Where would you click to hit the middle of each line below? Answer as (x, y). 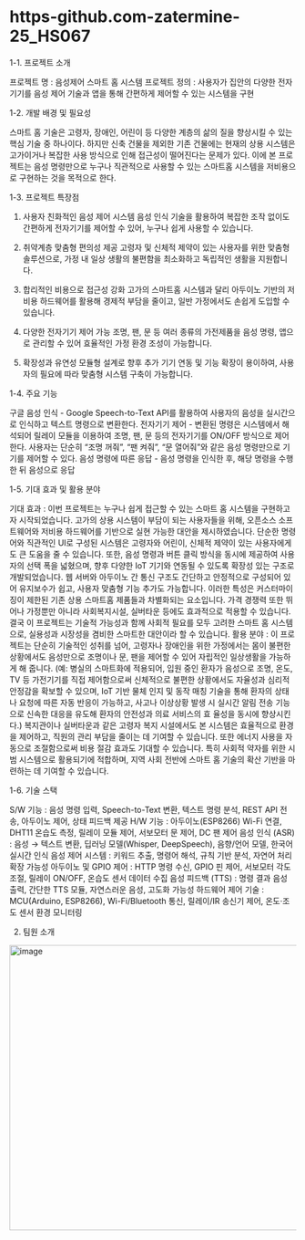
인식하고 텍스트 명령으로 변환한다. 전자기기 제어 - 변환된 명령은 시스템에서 (149, 424)
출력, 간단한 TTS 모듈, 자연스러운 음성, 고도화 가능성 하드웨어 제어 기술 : (137, 889)
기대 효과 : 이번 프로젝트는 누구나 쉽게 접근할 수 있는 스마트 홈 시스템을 (134, 508)
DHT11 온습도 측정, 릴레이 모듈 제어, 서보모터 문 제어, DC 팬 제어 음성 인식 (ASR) (152, 832)
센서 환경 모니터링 (51, 912)
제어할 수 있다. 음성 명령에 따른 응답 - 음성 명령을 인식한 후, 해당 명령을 (151, 458)
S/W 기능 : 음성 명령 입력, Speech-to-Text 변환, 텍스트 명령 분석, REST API (144, 809)
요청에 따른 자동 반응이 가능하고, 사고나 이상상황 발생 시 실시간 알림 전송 (146, 702)
